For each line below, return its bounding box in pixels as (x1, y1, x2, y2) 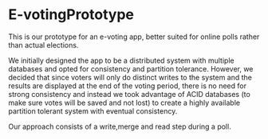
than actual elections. (8, 40, 79, 49)
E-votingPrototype (8, 6, 134, 24)
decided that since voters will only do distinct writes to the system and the (8, 72, 253, 82)
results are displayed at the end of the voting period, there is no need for (8, 81, 247, 91)
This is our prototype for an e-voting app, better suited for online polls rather (8, 32, 260, 41)
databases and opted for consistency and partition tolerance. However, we (8, 64, 254, 73)
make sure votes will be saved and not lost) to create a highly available (8, 98, 241, 107)
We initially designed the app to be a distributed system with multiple (8, 56, 235, 65)
